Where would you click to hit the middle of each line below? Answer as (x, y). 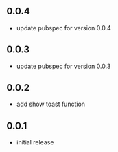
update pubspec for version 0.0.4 (63, 28)
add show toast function (51, 104)
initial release (35, 142)
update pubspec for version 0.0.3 (63, 66)
